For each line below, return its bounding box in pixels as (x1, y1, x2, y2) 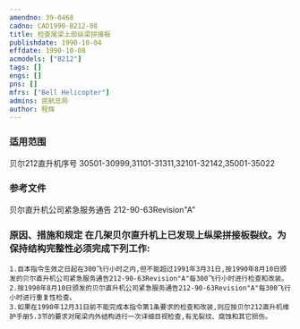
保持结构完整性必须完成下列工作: (9, 242, 150, 255)
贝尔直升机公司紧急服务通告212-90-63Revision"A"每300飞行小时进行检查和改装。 (21, 274, 288, 283)
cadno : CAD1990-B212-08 (9, 21, 99, 30)
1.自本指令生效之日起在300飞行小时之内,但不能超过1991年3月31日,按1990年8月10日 (9, 265, 280, 274)
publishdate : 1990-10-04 (9, 38, 102, 47)
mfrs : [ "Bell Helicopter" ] (9, 88, 110, 97)
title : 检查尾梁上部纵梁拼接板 (9, 30, 111, 38)
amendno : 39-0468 (9, 13, 74, 22)
